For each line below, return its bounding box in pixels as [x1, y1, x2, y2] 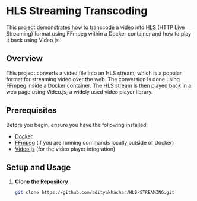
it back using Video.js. [6, 36, 61, 43]
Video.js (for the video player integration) [14, 145, 116, 152]
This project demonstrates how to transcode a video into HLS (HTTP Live [6, 24, 185, 31]
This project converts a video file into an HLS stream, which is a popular [6, 69, 182, 76]
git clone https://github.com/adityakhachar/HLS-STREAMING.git [14, 190, 175, 196]
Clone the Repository [14, 178, 68, 185]
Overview [6, 53, 43, 63]
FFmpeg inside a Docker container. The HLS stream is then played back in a [6, 82, 192, 89]
